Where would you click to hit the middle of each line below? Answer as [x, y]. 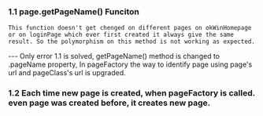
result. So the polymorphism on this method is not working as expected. [132, 42]
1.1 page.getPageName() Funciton [74, 12]
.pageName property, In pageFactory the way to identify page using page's [130, 64]
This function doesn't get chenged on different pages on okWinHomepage [130, 28]
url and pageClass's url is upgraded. [67, 73]
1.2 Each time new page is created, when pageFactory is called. [132, 93]
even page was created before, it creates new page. [109, 103]
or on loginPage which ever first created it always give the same [121, 35]
